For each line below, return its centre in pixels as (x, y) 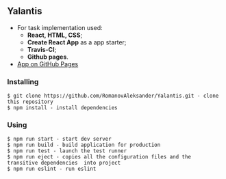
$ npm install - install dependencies (62, 108)
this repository (30, 102)
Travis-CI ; (42, 49)
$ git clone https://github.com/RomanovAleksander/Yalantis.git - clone (113, 96)
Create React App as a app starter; (77, 42)
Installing (23, 81)
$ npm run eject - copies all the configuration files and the (99, 157)
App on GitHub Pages (48, 64)
